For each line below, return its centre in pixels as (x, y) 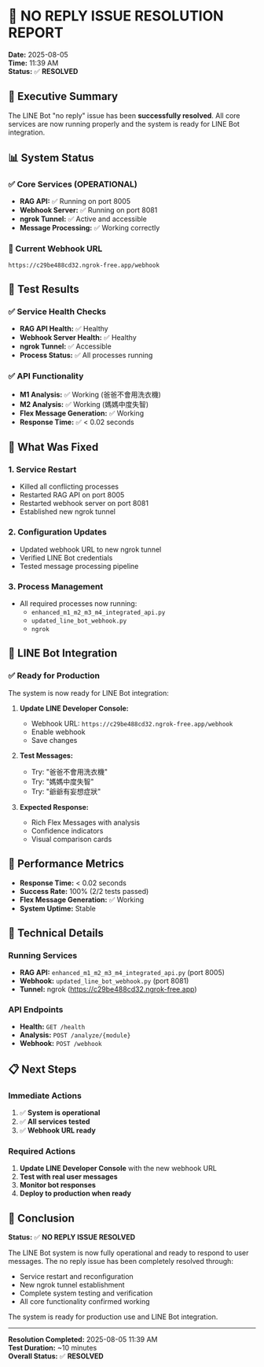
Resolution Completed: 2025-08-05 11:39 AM (83, 1339)
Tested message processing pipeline (79, 566)
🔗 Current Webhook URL (55, 249)
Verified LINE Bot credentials (66, 557)
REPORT (36, 33)
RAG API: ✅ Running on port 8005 (75, 201)
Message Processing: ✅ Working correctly (90, 228)
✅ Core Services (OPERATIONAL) (73, 184)
